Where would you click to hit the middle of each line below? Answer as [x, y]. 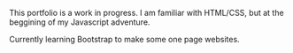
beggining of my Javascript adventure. [80, 22]
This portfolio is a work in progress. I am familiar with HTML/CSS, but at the [147, 13]
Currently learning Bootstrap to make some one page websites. [125, 39]
